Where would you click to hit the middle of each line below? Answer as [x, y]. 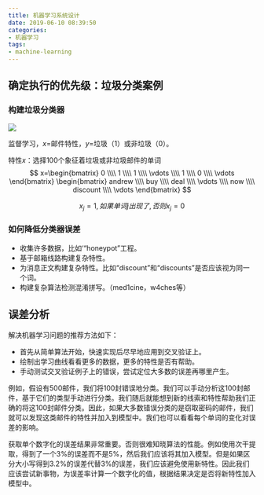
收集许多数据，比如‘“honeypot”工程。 [80, 247]
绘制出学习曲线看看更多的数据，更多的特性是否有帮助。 [109, 361]
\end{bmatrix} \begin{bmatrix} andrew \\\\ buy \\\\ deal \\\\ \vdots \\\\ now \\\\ [132, 181]
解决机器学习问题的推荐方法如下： [63, 335]
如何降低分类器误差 [44, 229]
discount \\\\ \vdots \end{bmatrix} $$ [132, 189]
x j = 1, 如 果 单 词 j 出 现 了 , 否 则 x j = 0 [132, 207]
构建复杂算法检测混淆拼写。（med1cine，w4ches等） [104, 287]
